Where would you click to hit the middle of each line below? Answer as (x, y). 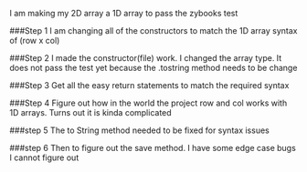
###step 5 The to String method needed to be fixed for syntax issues (139, 130)
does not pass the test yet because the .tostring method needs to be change (153, 68)
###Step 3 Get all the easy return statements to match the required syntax (149, 85)
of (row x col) (35, 40)
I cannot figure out (44, 157)
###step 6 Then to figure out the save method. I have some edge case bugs (153, 148)
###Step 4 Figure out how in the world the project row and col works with (148, 103)
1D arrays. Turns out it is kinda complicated (90, 112)
